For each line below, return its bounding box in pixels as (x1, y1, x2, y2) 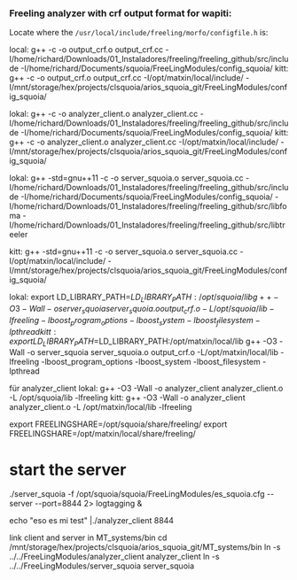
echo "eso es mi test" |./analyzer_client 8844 (9, 515, 175, 526)
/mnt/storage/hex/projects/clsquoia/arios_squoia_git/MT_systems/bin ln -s (9, 542, 281, 553)
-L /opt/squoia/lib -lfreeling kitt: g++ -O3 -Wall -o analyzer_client (9, 392, 246, 403)
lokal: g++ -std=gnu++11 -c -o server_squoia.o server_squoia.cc (9, 173, 244, 183)
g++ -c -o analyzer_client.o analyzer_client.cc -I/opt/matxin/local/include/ (9, 136, 279, 148)
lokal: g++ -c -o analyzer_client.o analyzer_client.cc (9, 109, 199, 120)
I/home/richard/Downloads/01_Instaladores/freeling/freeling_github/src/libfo (9, 201, 287, 212)
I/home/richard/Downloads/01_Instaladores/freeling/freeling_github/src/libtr (9, 220, 285, 230)
